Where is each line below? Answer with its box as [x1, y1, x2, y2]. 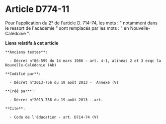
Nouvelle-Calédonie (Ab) [5, 62, 57, 67]
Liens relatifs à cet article [5, 40, 59, 46]
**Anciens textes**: [5, 50, 48, 55]
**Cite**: [5, 106, 26, 111]
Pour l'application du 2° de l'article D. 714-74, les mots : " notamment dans [5, 20, 158, 26]
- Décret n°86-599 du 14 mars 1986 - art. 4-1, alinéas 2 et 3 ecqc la [9, 58, 162, 63]
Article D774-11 [5, 3, 70, 15]
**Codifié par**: [5, 71, 41, 76]
